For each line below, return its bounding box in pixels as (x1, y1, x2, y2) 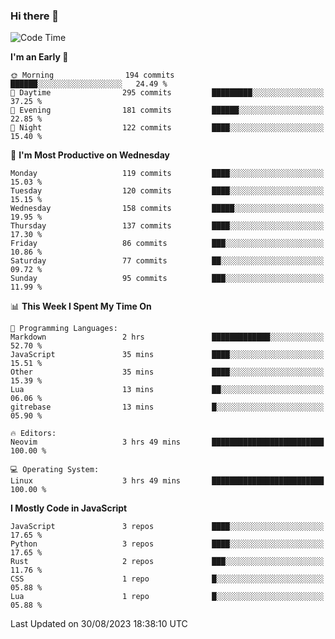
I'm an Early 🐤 (10, 51, 69, 63)
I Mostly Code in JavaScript (10, 502, 128, 514)
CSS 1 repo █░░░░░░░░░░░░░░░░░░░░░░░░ (10, 574, 325, 584)
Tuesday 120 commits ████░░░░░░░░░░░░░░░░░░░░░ (10, 186, 325, 196)
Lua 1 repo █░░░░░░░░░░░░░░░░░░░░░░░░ (10, 592, 325, 602)
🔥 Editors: (10, 429, 57, 439)
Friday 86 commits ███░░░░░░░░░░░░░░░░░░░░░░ (10, 239, 325, 249)
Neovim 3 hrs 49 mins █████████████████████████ (10, 437, 325, 448)
